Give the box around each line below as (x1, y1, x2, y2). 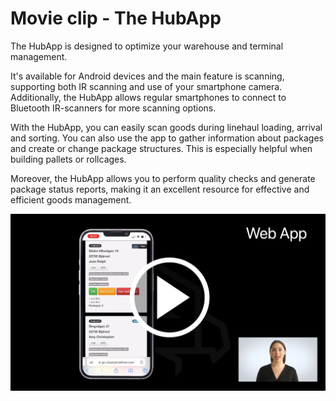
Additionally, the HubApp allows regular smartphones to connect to (10, 91, 287, 103)
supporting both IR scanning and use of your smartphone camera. (10, 80, 283, 92)
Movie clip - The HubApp (10, 7, 222, 30)
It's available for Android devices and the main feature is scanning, (10, 70, 285, 82)
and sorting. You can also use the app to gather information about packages (10, 132, 324, 144)
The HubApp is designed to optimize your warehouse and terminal (10, 40, 284, 52)
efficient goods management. (10, 193, 132, 206)
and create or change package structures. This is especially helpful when (10, 142, 313, 154)
